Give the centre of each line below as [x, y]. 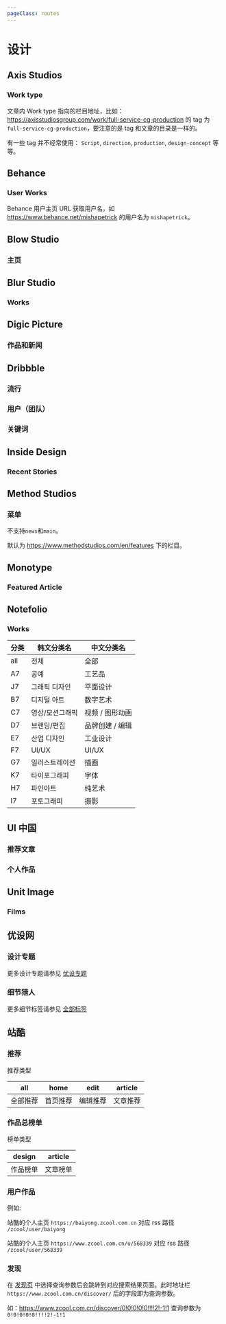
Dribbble [26, 368]
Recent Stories [32, 472]
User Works [27, 192]
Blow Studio [33, 239]
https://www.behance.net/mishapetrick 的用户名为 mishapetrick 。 [100, 217]
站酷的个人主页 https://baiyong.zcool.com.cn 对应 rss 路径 [91, 1223]
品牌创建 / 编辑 [108, 726]
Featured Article [35, 587]
